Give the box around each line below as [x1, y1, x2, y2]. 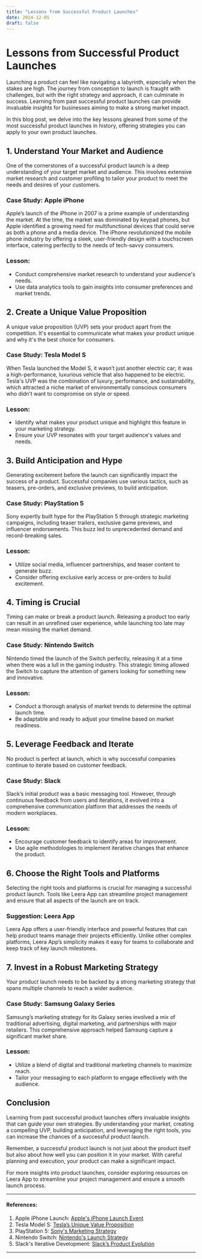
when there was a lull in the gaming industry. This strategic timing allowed [6, 661, 189, 668]
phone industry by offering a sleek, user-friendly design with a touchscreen [6, 235, 194, 242]
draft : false [6, 20, 39, 26]
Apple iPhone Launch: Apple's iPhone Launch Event [14, 1214, 144, 1222]
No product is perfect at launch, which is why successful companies [6, 755, 176, 762]
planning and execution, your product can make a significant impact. [6, 1157, 176, 1165]
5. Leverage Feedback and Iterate [6, 739, 134, 750]
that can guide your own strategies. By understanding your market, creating [6, 1120, 194, 1127]
